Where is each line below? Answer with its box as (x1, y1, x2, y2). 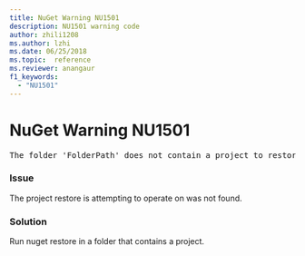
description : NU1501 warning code (9, 22, 141, 31)
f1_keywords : (9, 73, 59, 82)
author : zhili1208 (9, 30, 79, 39)
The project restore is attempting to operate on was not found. (9, 192, 242, 203)
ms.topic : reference (9, 55, 92, 64)
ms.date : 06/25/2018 (9, 47, 88, 56)
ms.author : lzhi (9, 38, 71, 48)
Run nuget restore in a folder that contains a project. (9, 236, 205, 247)
